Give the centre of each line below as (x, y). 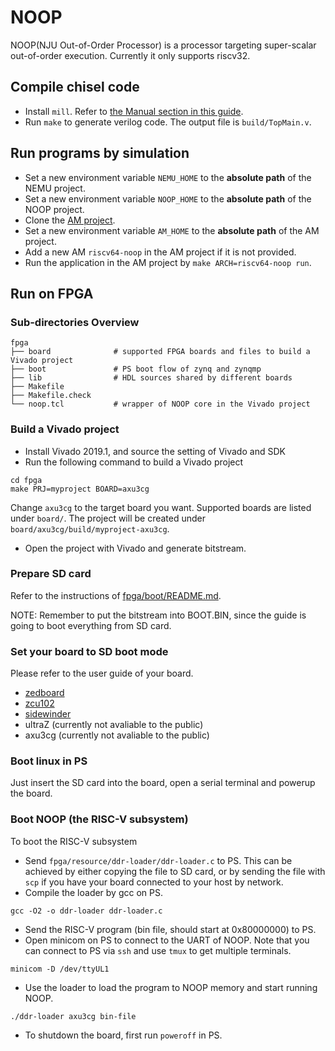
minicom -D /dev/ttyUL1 (60, 969)
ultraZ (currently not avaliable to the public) (114, 725)
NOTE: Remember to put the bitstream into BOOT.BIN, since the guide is (158, 615)
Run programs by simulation (100, 153)
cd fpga (26, 480)
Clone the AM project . (70, 220)
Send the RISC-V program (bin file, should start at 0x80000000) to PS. (170, 929)
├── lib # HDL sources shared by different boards (151, 378)
